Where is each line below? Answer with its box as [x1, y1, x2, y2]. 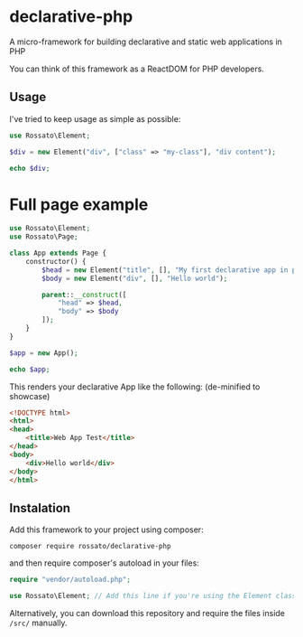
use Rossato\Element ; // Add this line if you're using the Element [9, 592, 272, 601]
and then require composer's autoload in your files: [9, 557, 200, 568]
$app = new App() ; [9, 348, 78, 358]
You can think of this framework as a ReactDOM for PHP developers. [9, 63, 264, 74]
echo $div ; [9, 164, 50, 173]
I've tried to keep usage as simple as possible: [9, 113, 181, 124]
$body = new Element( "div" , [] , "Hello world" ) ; [41, 274, 228, 283]
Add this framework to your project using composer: [9, 524, 205, 535]
